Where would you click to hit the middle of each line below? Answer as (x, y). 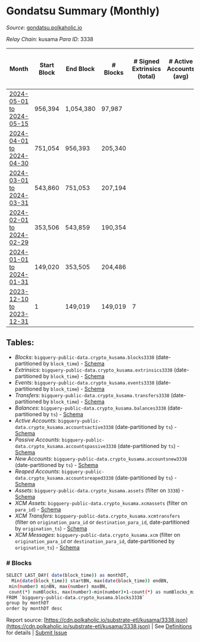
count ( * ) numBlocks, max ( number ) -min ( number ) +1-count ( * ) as (85, 592)
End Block (80, 69)
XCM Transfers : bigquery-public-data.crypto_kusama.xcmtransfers (97, 515)
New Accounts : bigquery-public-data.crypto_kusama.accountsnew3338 (101, 459)
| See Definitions (172, 626)
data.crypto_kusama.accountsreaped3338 (64, 478)
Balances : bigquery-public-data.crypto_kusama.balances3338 (90, 408)
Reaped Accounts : (37, 471)
